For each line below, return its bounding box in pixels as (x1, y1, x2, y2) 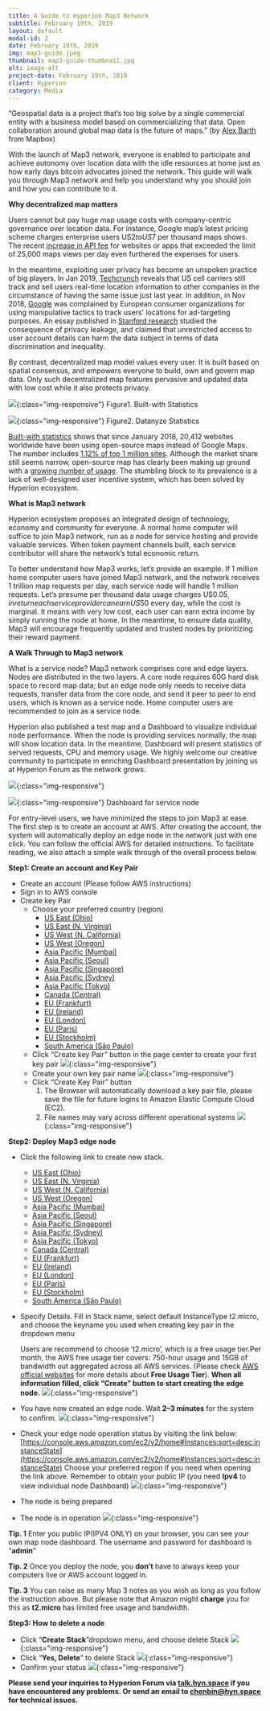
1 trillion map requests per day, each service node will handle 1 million (8, 581, 239, 591)
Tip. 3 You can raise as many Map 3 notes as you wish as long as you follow (8, 1586, 261, 1595)
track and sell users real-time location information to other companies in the (8, 282, 260, 292)
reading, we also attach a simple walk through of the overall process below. (8, 848, 258, 858)
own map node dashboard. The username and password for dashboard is (8, 1537, 252, 1547)
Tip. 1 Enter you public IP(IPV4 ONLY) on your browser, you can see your (8, 1529, 250, 1539)
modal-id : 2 (8, 34, 48, 43)
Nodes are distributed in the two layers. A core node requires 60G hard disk (8, 672, 260, 682)
